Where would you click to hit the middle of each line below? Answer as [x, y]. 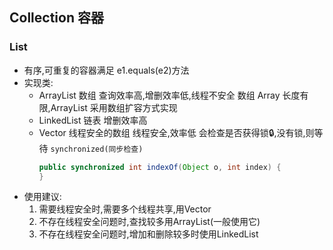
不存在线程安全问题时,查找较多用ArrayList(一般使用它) [149, 222]
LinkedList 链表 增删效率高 [93, 120]
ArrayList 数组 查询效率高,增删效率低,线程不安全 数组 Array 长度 [169, 95]
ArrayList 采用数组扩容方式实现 [114, 107]
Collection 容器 [56, 18]
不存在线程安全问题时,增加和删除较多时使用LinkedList [148, 234]
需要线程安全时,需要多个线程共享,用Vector [125, 209]
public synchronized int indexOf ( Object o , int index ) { [160, 167]
